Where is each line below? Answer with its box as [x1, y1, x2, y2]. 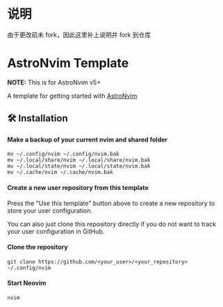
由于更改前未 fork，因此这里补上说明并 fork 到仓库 [7, 30, 151, 39]
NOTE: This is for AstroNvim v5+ [7, 78, 101, 87]
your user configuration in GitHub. [7, 227, 105, 236]
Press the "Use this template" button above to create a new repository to [7, 199, 215, 207]
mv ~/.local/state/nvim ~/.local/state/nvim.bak [7, 163, 151, 170]
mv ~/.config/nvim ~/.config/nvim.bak [7, 150, 119, 158]
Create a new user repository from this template [7, 184, 149, 192]
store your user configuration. [7, 206, 92, 215]
